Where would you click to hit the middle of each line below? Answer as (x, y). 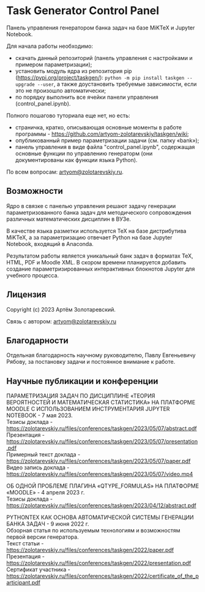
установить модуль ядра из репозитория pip (73, 71)
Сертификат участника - (38, 570)
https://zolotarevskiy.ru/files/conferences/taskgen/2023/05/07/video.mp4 (100, 474)
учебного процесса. (33, 275)
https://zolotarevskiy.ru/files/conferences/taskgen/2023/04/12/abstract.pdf (102, 506)
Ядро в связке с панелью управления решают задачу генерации (91, 206)
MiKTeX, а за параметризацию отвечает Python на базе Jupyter (89, 237)
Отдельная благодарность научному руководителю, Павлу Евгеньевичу (101, 355)
